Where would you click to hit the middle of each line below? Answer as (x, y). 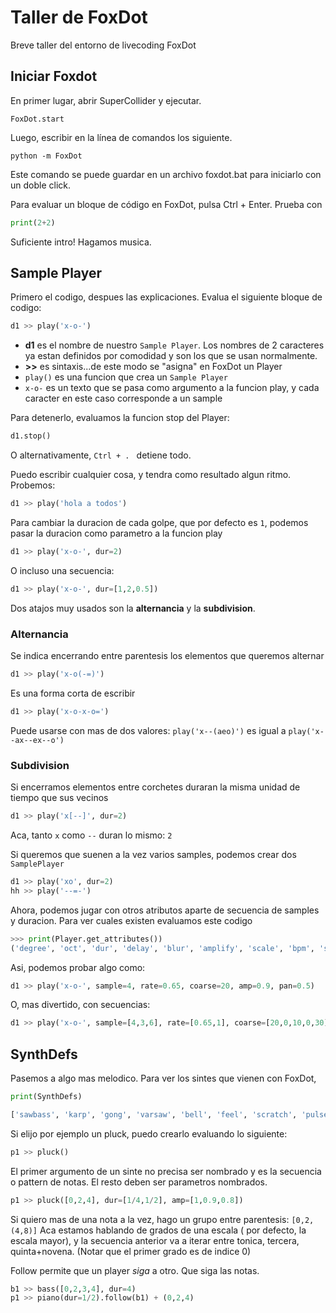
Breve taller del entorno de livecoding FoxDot (103, 45)
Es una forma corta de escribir (73, 693)
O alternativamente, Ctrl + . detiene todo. (101, 455)
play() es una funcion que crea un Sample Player (126, 377)
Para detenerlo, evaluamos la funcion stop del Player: (120, 418)
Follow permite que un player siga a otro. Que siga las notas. (135, 1270)
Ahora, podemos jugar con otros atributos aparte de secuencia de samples (165, 910)
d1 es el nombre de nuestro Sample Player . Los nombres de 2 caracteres (174, 345)
